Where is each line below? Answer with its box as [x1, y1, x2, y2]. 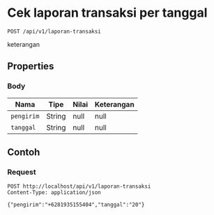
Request [7, 167, 36, 177]
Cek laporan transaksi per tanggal [7, 5, 208, 21]
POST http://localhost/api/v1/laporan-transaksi [7, 183, 151, 190]
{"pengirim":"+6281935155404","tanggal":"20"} [7, 201, 145, 209]
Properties [7, 61, 54, 73]
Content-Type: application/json [7, 189, 101, 196]
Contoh [7, 147, 40, 158]
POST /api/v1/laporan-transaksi [7, 28, 101, 35]
